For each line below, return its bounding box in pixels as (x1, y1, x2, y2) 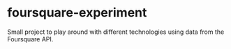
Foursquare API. (7, 35, 54, 43)
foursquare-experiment (7, 5, 147, 21)
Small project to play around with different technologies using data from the (7, 28, 225, 36)
